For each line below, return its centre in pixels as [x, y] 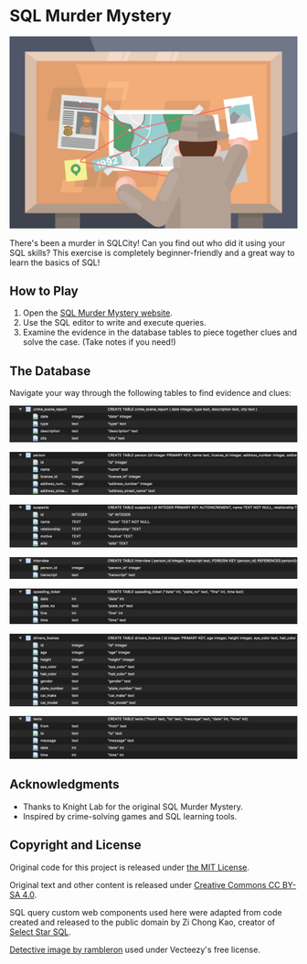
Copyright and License [75, 846]
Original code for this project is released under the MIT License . [129, 867]
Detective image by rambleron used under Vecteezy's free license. [135, 949]
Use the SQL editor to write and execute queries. [115, 323]
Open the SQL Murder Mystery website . [98, 313]
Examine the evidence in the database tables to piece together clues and [160, 332]
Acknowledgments [65, 784]
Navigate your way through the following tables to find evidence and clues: [151, 393]
